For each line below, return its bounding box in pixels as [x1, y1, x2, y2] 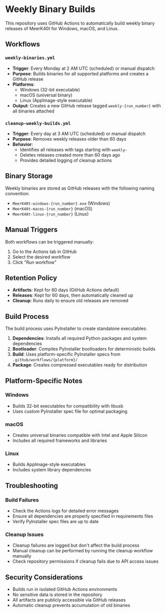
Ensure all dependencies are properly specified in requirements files [12, 513, 153, 519]
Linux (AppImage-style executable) [19, 97, 92, 103]
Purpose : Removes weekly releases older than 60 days [12, 136, 126, 142]
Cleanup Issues [5, 531, 44, 538]
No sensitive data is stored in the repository [12, 591, 102, 598]
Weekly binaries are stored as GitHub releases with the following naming [5, 185, 155, 191]
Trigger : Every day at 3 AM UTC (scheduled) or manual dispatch [12, 131, 146, 137]
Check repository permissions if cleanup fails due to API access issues [12, 558, 159, 564]
